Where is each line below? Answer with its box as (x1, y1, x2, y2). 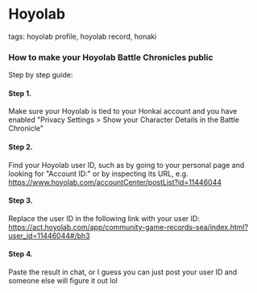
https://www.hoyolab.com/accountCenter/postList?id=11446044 (8, 177, 222, 186)
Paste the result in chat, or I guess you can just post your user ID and (8, 267, 238, 277)
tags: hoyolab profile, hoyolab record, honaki (8, 31, 157, 41)
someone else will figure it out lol (8, 276, 118, 286)
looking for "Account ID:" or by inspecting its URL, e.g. (8, 169, 189, 178)
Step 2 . (8, 142, 34, 152)
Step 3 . (8, 195, 34, 206)
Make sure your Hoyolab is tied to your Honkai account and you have (8, 107, 238, 116)
